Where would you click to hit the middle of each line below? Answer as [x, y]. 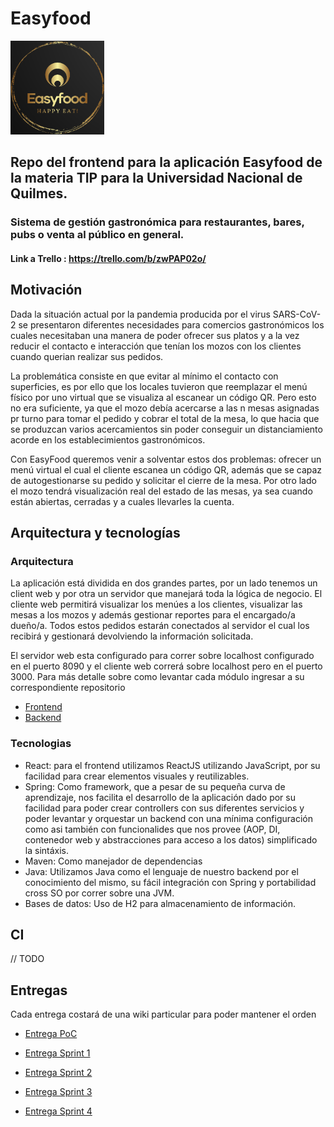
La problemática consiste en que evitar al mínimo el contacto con [144, 376]
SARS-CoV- [297, 314]
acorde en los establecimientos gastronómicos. [108, 439]
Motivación [46, 290]
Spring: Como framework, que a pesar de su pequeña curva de [155, 786]
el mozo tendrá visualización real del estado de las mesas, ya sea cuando [161, 491]
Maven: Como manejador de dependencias [113, 861]
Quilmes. [39, 193]
